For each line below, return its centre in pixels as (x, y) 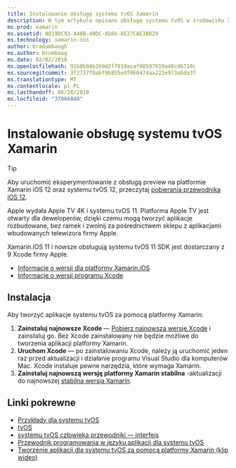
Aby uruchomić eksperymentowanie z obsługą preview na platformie (107, 182)
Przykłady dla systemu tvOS (58, 419)
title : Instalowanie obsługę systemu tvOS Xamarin (83, 14)
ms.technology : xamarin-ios (48, 40)
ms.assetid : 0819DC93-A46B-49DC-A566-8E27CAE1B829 (83, 33)
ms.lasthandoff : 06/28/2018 (48, 92)
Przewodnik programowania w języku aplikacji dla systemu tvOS (111, 442)
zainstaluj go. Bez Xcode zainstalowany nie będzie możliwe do (108, 335)
